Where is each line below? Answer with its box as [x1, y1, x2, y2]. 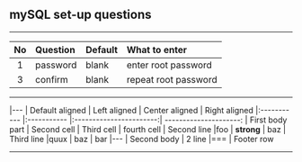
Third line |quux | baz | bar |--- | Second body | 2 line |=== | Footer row [9, 133, 274, 144]
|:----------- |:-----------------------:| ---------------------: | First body [22, 114, 288, 125]
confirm [35, 73, 69, 85]
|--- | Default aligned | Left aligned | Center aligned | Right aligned [9, 104, 254, 115]
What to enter [126, 43, 187, 56]
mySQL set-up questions [9, 7, 152, 22]
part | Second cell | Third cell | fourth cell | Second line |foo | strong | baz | [9, 123, 287, 134]
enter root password [126, 58, 213, 71]
